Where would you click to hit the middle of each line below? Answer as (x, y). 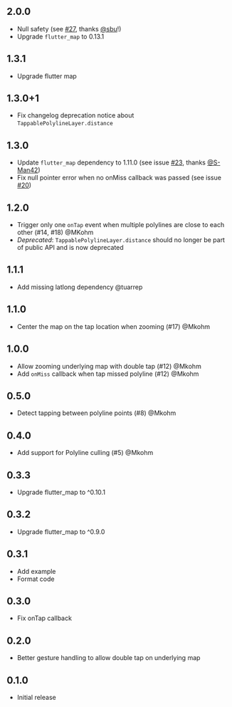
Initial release (36, 697)
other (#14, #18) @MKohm (55, 232)
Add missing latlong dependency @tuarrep (80, 287)
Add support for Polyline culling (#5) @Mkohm (85, 453)
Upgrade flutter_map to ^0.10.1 (61, 492)
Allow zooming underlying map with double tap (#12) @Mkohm (109, 366)
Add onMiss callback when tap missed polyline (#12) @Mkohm (108, 374)
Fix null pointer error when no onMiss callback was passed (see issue (119, 178)
